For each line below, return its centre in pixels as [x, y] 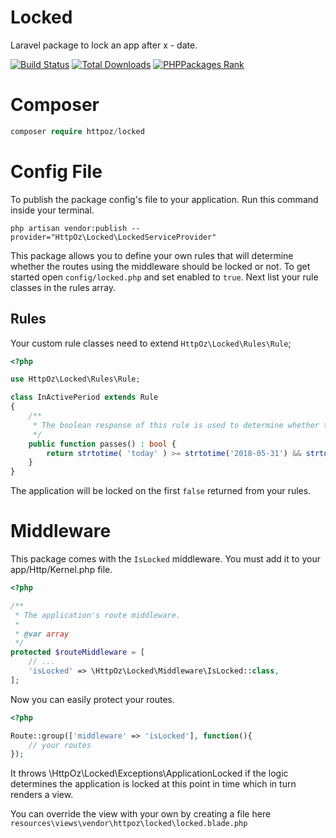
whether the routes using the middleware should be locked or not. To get [160, 266]
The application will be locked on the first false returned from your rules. [161, 491]
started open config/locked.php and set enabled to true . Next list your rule [164, 277]
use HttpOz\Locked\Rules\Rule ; [75, 379]
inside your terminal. [52, 210]
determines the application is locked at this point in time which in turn [153, 784]
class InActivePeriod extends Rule [84, 397]
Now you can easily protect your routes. [93, 699]
